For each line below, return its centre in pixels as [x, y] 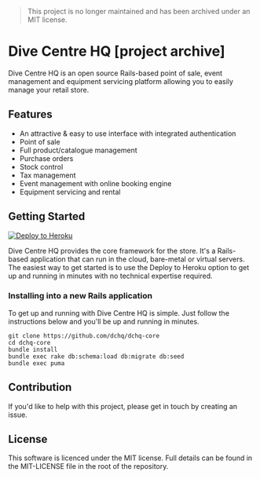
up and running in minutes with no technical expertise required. [110, 276]
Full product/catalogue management [78, 150]
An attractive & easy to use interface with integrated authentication [128, 133]
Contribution [40, 388]
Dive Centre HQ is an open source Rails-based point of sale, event [115, 73]
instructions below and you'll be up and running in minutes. [104, 321]
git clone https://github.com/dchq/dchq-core [84, 336]
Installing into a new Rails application [81, 296]
